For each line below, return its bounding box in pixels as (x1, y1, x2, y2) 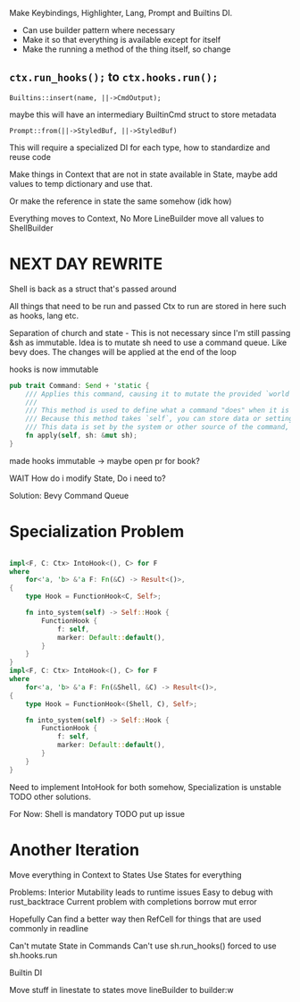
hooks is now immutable (9, 364, 99, 375)
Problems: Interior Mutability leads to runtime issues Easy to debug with (9, 887, 274, 897)
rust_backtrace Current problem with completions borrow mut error (9, 896, 257, 906)
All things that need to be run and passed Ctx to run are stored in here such (9, 300, 287, 311)
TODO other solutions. (9, 791, 92, 802)
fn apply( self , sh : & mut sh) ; (25, 431, 138, 440)
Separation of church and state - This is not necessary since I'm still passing (9, 327, 291, 338)
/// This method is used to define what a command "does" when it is (25, 406, 290, 415)
